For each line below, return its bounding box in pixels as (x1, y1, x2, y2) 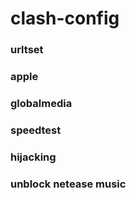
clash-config (10, 7, 120, 30)
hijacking (10, 150, 57, 164)
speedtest (10, 123, 62, 137)
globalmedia (10, 96, 73, 110)
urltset (10, 43, 44, 57)
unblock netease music (10, 177, 127, 191)
